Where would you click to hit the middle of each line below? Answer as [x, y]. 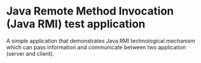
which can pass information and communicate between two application [96, 47]
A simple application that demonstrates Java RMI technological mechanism [101, 41]
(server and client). [30, 53]
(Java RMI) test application [76, 24]
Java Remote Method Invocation [90, 11]
